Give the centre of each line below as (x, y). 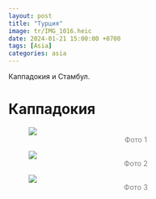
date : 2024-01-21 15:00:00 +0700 (65, 38)
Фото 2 (136, 163)
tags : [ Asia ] (30, 46)
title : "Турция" (36, 23)
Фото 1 (136, 139)
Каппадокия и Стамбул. (49, 76)
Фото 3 (136, 187)
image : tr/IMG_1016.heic (50, 31)
